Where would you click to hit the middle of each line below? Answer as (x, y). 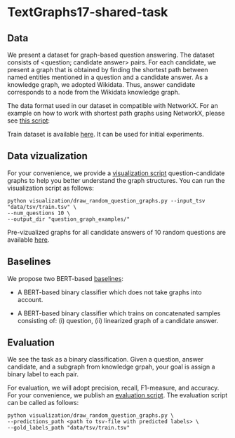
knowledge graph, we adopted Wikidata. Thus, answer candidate (101, 84)
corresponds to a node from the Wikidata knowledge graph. (94, 92)
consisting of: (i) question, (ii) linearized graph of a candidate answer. (118, 320)
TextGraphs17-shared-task (88, 12)
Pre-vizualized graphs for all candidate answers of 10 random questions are (117, 232)
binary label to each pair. (43, 374)
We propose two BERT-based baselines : (66, 278)
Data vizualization (47, 156)
